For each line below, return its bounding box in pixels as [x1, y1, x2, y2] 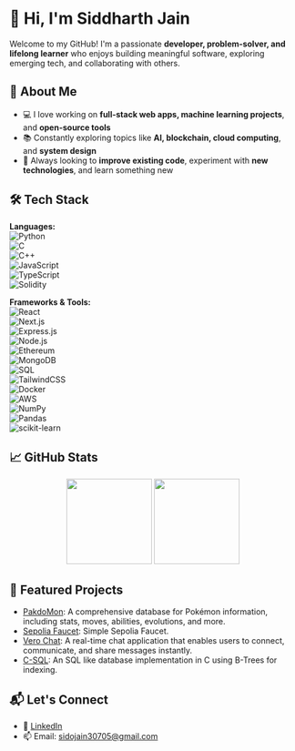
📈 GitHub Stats [9, 450, 98, 465]
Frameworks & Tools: [9, 296, 91, 308]
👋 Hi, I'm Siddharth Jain [9, 8, 191, 29]
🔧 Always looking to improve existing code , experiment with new [22, 155, 269, 166]
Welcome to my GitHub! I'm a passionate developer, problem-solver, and [9, 38, 286, 49]
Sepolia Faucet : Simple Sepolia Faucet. [22, 625, 169, 636]
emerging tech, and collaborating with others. [9, 57, 180, 68]
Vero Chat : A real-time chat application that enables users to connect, [22, 635, 285, 646]
